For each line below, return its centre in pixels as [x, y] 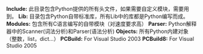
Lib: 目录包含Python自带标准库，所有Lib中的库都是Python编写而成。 [103, 16]
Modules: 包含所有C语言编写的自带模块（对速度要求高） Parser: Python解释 [101, 24]
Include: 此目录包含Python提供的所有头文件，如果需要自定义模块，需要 [95, 9]
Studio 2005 [22, 46]
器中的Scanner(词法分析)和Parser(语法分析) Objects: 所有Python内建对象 [98, 31]
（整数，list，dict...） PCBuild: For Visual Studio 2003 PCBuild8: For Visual [100, 39]
